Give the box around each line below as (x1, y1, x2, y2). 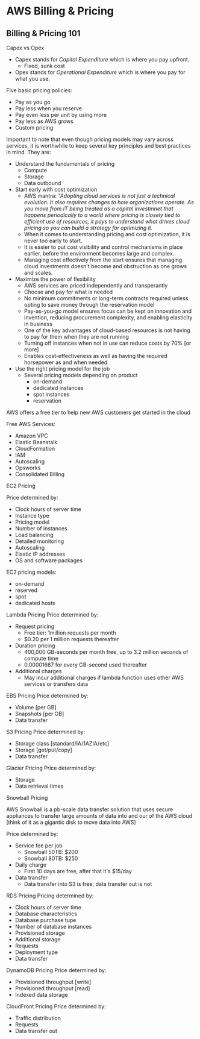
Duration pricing (14, 642, 55, 649)
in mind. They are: (6, 149, 51, 155)
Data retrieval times (14, 782, 64, 789)
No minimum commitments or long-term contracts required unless (23, 295, 189, 302)
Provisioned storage (14, 929, 65, 937)
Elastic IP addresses (14, 550, 65, 557)
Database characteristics (14, 910, 77, 917)
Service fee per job (14, 842, 63, 849)
